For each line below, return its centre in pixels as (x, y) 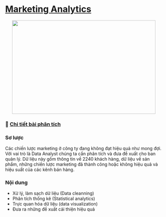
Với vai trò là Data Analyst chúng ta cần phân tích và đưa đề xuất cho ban (81, 154)
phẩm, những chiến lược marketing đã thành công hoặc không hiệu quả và (82, 164)
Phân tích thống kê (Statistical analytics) (54, 199)
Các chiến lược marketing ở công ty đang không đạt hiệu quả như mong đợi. (83, 149)
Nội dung (16, 183)
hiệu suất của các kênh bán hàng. (40, 170)
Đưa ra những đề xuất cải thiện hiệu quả (54, 209)
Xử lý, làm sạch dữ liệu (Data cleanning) (53, 194)
